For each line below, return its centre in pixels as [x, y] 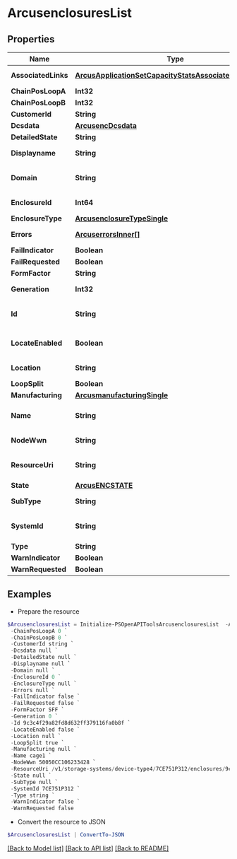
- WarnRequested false [42, 808]
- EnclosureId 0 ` [36, 677]
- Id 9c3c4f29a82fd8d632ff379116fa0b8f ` [71, 723]
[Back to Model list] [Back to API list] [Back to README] [88, 848]
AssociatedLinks [39, 75]
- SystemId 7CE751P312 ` [45, 789]
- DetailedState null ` [44, 658]
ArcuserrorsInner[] [108, 234]
